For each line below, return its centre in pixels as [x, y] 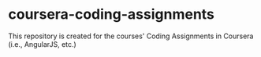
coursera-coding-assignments [112, 14]
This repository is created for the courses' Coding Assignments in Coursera [131, 36]
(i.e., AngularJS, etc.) [42, 44]
